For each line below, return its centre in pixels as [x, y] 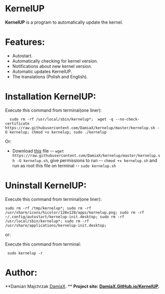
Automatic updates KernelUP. [42, 71]
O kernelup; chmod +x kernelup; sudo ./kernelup [56, 132]
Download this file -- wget [38, 151]
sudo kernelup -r [25, 253]
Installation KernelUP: [51, 97]
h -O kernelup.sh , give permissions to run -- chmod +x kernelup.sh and [85, 160]
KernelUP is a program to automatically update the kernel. [64, 22]
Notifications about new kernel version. [52, 66]
